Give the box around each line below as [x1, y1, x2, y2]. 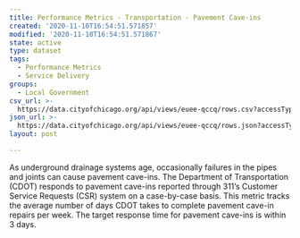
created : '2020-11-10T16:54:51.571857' [9, 21, 158, 30]
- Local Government [17, 88, 90, 97]
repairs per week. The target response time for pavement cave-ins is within [9, 209, 287, 220]
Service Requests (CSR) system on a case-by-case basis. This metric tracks [9, 190, 290, 201]
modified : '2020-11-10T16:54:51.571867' [9, 30, 162, 38]
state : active [9, 38, 62, 47]
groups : [9, 80, 38, 89]
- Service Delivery [17, 72, 90, 81]
